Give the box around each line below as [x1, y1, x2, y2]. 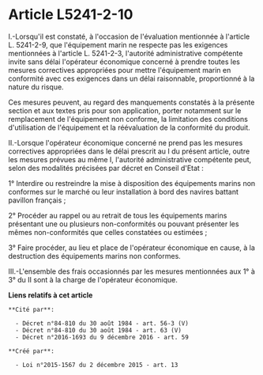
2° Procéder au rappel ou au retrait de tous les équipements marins [8, 210, 227, 220]
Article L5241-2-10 [8, 6, 133, 24]
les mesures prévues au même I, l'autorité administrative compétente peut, [8, 154, 252, 164]
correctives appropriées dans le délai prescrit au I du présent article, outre [8, 146, 250, 156]
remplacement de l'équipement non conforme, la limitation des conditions [8, 114, 249, 123]
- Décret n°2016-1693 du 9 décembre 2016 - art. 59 [15, 333, 190, 341]
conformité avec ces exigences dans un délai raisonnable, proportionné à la [8, 74, 255, 83]
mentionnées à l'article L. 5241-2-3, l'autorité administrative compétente [8, 48, 243, 58]
